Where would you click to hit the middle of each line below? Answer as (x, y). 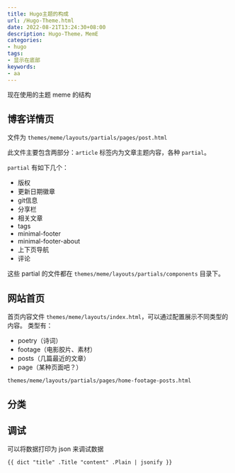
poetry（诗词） (40, 341)
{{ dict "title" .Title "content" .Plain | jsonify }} (90, 462)
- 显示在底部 (24, 60)
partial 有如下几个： (38, 168)
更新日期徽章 (36, 192)
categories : (25, 40)
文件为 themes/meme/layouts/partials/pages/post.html (87, 137)
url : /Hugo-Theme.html (41, 21)
